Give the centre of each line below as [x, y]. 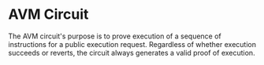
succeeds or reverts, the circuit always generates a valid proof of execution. [132, 52]
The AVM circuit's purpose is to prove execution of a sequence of [115, 36]
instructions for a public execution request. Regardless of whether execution [132, 44]
